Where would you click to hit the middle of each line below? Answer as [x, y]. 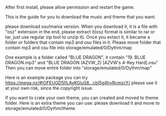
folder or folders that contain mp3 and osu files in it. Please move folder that [83, 42]
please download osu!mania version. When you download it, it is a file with [81, 26]
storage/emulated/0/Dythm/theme [40, 108]
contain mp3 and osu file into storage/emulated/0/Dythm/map [69, 48]
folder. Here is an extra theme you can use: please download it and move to [83, 103]
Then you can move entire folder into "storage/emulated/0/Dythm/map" [79, 68]
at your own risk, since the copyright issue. [49, 88]
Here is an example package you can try [46, 77]
